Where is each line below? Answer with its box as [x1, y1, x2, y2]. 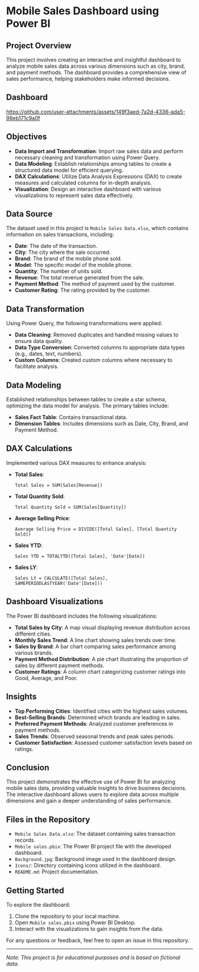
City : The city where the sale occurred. [14, 248, 111, 256]
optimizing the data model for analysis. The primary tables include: [6, 402, 169, 410]
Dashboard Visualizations [6, 596, 104, 607]
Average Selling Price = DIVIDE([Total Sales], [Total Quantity [14, 526, 177, 532]
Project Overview [6, 40, 72, 51]
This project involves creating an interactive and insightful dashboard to [6, 56, 181, 63]
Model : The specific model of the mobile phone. [14, 262, 133, 269]
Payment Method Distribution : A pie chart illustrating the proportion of [14, 655, 188, 662]
